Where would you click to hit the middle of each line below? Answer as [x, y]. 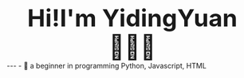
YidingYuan [169, 18]
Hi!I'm [62, 18]
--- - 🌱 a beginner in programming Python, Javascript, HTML [107, 66]
